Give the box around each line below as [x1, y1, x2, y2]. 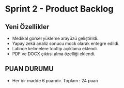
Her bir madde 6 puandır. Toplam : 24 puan [12, 77, 98, 83]
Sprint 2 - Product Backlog [5, 3, 114, 15]
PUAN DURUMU [5, 65, 54, 73]
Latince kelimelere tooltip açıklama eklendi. [12, 46, 98, 51]
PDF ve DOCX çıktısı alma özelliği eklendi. [12, 51, 95, 57]
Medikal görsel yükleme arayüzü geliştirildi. [12, 35, 99, 41]
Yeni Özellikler [5, 23, 49, 31]
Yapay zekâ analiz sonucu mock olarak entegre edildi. [12, 41, 120, 46]
